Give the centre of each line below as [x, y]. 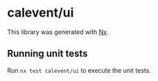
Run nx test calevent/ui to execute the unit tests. [79, 70]
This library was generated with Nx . [58, 32]
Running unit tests [47, 54]
